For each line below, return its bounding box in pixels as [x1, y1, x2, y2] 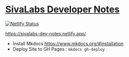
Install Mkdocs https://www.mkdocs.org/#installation [12, 40, 124, 47]
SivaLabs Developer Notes [5, 4, 120, 15]
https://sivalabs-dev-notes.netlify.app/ [5, 30, 86, 36]
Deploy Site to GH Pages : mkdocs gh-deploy [12, 46, 105, 52]
